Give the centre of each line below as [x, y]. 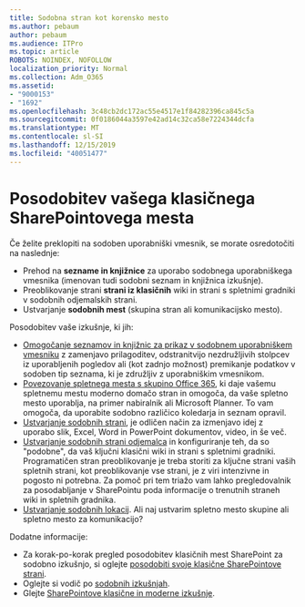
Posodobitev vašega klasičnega [132, 198]
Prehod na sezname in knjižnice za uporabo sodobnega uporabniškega [158, 271]
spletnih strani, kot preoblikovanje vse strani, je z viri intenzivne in [146, 470]
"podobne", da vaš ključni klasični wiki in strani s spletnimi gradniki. [149, 451]
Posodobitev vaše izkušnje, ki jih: [71, 327]
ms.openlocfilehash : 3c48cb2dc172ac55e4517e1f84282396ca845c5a [132, 111]
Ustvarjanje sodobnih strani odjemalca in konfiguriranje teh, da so [146, 441]
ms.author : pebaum [44, 26]
